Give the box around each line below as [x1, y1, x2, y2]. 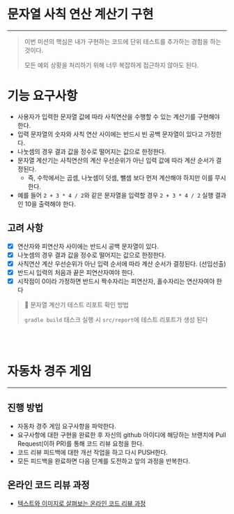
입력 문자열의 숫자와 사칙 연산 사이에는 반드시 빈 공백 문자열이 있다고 [17, 130, 203, 138]
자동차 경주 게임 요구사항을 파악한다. [17, 422, 116, 430]
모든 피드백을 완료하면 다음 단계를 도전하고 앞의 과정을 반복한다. [17, 457, 190, 465]
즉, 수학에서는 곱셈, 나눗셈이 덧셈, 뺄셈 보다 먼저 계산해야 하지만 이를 [27, 173, 214, 182]
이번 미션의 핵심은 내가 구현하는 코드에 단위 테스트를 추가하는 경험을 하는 [24, 37, 221, 45]
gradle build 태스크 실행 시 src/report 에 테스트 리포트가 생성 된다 [24, 316, 208, 323]
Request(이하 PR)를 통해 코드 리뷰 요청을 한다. [17, 439, 144, 448]
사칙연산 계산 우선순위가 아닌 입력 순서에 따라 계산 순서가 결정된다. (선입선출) [17, 259, 226, 267]
